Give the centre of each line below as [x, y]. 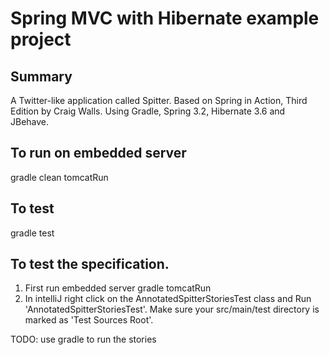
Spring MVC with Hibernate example [165, 18]
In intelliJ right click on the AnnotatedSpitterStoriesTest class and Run [168, 299]
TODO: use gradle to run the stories [83, 339]
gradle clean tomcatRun [59, 177]
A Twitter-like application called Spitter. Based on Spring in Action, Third [159, 100]
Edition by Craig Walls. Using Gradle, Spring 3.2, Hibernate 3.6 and [148, 111]
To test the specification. [90, 264]
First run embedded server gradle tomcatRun [118, 288]
